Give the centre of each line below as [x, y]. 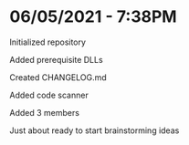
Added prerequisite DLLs [56, 59]
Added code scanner [49, 95]
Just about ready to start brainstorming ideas [94, 130]
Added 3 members [45, 112]
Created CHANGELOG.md [58, 77]
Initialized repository [48, 42]
